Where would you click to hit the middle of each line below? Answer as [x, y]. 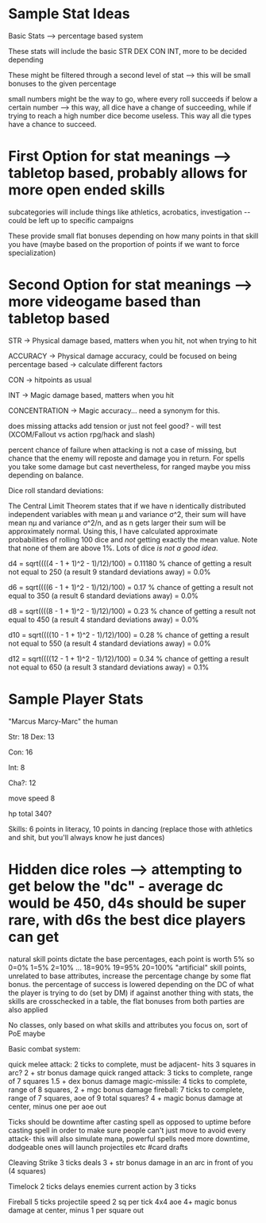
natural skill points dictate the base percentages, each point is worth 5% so [131, 959]
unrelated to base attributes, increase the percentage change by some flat [130, 976]
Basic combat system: [44, 1048]
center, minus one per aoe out [58, 1106]
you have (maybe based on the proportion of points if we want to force [124, 244]
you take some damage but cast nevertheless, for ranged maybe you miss [129, 466]
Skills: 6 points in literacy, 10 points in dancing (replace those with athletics [130, 829]
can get [34, 937]
